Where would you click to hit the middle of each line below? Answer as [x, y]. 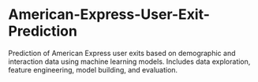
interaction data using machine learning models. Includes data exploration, [129, 61]
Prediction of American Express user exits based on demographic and [122, 53]
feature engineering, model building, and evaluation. [93, 69]
